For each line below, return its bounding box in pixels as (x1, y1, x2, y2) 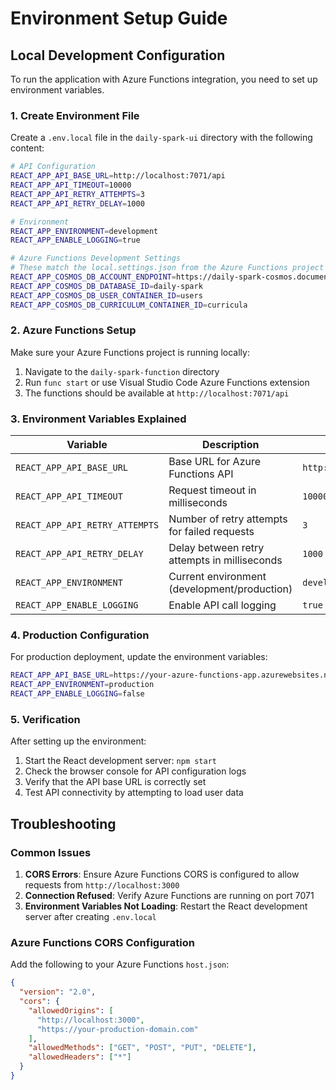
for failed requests (168, 525, 255, 539)
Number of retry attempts (168, 512, 288, 526)
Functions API (168, 467, 234, 481)
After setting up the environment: (10, 735, 147, 747)
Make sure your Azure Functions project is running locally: (10, 346, 250, 358)
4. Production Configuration (10, 628, 150, 642)
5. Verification (10, 712, 81, 726)
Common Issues (10, 845, 92, 859)
